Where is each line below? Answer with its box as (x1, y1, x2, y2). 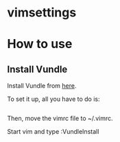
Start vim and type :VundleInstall (7, 128, 99, 136)
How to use (7, 36, 73, 52)
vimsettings (7, 5, 77, 21)
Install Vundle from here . (7, 82, 77, 90)
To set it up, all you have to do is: (7, 95, 100, 104)
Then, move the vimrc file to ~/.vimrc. (7, 115, 113, 123)
